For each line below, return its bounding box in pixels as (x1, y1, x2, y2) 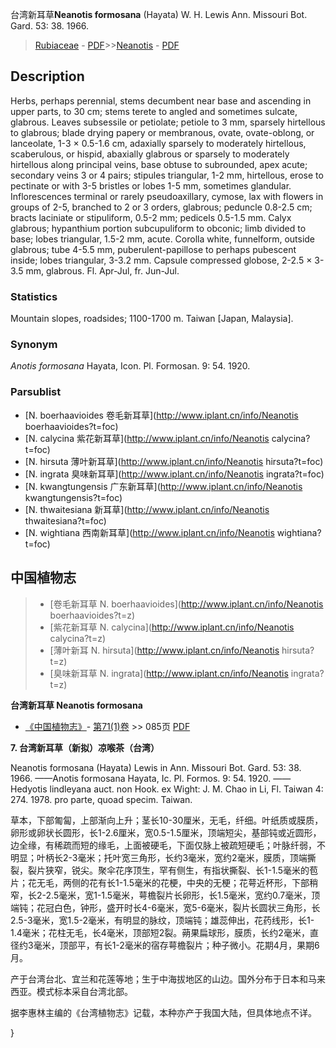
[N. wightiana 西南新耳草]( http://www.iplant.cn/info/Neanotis (24, 526, 275, 538)
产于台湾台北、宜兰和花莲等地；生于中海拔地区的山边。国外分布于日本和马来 (10, 973, 326, 985)
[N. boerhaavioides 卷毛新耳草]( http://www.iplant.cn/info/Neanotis (24, 409, 299, 421)
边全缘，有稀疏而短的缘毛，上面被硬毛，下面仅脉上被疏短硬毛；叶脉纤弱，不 (10, 839, 326, 851)
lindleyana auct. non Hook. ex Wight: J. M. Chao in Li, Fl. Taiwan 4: (49, 783, 324, 795)
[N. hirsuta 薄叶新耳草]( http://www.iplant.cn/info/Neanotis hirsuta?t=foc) (24, 455, 324, 467)
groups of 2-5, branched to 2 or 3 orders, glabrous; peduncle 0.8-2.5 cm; (10, 201, 313, 213)
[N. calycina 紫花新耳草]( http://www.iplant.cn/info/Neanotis (24, 432, 270, 444)
